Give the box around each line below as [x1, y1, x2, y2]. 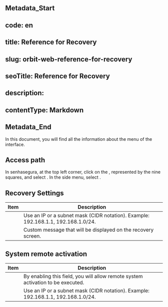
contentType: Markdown [5, 106, 84, 114]
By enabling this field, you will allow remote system [23, 273, 143, 280]
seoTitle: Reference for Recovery [5, 72, 110, 80]
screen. [23, 233, 41, 240]
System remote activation [5, 250, 87, 258]
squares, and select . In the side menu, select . [5, 174, 101, 180]
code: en [5, 21, 33, 29]
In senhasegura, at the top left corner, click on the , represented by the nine [5, 169, 161, 175]
